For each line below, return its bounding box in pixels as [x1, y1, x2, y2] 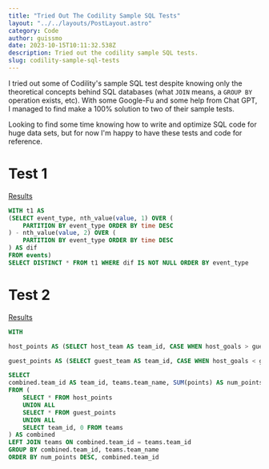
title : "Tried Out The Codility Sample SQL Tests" [8, 11, 181, 20]
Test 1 [8, 165, 48, 183]
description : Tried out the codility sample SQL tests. [8, 49, 199, 57]
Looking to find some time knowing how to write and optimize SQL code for [8, 119, 258, 129]
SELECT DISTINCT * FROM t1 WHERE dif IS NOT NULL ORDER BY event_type [8, 258, 249, 267]
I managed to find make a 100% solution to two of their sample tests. [8, 103, 235, 113]
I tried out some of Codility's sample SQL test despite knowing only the [8, 78, 243, 88]
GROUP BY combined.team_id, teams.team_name [8, 446, 159, 454]
